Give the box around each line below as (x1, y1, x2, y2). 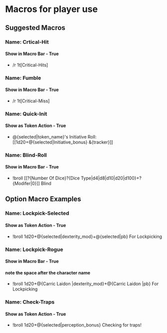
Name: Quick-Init (5, 110, 47, 117)
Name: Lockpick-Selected (5, 210, 70, 217)
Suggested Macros (5, 23, 66, 32)
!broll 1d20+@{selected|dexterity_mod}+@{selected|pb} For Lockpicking (12, 233, 163, 239)
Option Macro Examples (5, 195, 81, 203)
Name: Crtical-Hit (5, 38, 49, 45)
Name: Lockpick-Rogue (5, 246, 63, 253)
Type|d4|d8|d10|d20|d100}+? (80, 175, 142, 181)
